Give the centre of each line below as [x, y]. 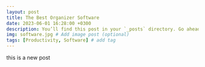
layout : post [23, 12]
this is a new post [28, 58]
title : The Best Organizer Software [53, 18]
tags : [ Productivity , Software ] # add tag [61, 40]
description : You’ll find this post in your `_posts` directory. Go [95, 29]
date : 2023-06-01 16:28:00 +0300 [49, 23]
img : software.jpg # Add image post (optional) [68, 35]
